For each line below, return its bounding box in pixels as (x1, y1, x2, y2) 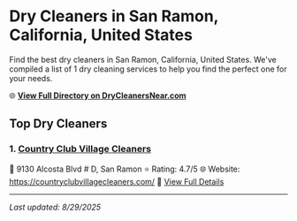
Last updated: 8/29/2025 (9, 202, 102, 212)
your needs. (9, 72, 53, 83)
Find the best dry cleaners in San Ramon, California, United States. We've (9, 54, 277, 65)
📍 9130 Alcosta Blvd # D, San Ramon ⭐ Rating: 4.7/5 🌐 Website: (9, 164, 240, 174)
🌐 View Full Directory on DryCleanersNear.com (9, 90, 187, 101)
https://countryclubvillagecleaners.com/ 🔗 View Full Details (9, 176, 225, 187)
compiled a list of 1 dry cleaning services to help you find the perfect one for (9, 64, 287, 74)
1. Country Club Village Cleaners (9, 143, 152, 156)
